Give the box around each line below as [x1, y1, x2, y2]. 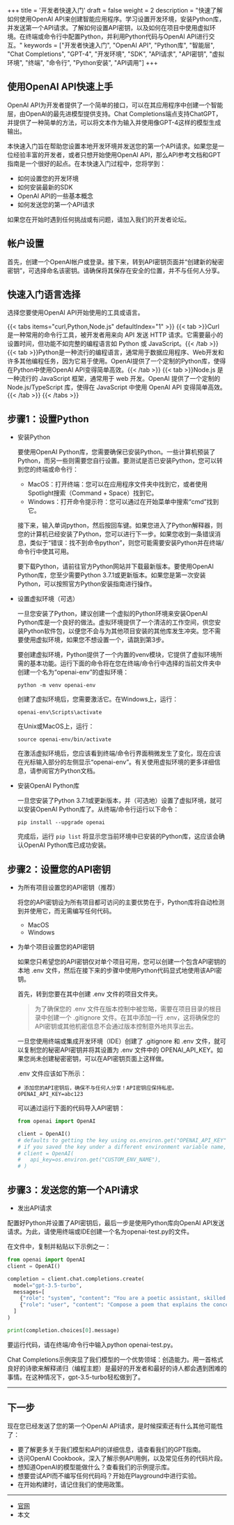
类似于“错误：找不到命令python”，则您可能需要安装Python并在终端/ [29, 539, 224, 547]
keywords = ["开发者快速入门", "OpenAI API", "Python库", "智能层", [24, 41, 214, 49]
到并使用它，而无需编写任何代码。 [17, 907, 116, 916]
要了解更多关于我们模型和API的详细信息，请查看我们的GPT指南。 [17, 1445, 205, 1454]
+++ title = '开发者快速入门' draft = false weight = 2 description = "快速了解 [7, 6, 223, 14]
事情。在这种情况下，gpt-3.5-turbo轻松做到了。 [7, 1373, 144, 1381]
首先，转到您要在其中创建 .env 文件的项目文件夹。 [17, 990, 162, 998]
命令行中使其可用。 [17, 547, 73, 556]
